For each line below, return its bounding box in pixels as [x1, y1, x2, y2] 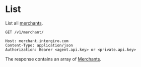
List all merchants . [5, 20, 43, 26]
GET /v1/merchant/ [5, 29, 44, 34]
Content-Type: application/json [5, 42, 73, 48]
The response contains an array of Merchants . [5, 56, 102, 62]
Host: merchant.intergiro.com [5, 38, 69, 43]
